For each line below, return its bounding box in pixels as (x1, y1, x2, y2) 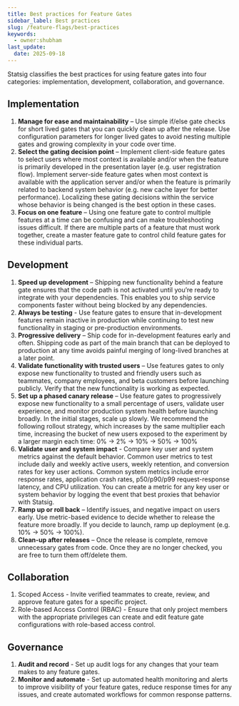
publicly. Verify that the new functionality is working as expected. (17, 384, 210, 392)
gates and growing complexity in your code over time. (17, 140, 177, 148)
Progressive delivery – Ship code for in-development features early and (17, 331, 230, 339)
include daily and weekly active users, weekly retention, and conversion (17, 459, 230, 468)
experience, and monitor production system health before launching (17, 406, 218, 415)
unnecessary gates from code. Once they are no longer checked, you (17, 543, 223, 551)
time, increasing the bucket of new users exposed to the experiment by (17, 429, 228, 438)
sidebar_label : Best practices (7, 17, 101, 24)
